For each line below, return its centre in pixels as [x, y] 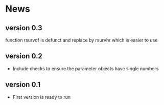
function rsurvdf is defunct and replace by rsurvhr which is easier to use [81, 40]
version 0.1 [23, 85]
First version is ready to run [41, 97]
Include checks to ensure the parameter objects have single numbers [86, 68]
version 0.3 [24, 28]
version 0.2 [24, 56]
